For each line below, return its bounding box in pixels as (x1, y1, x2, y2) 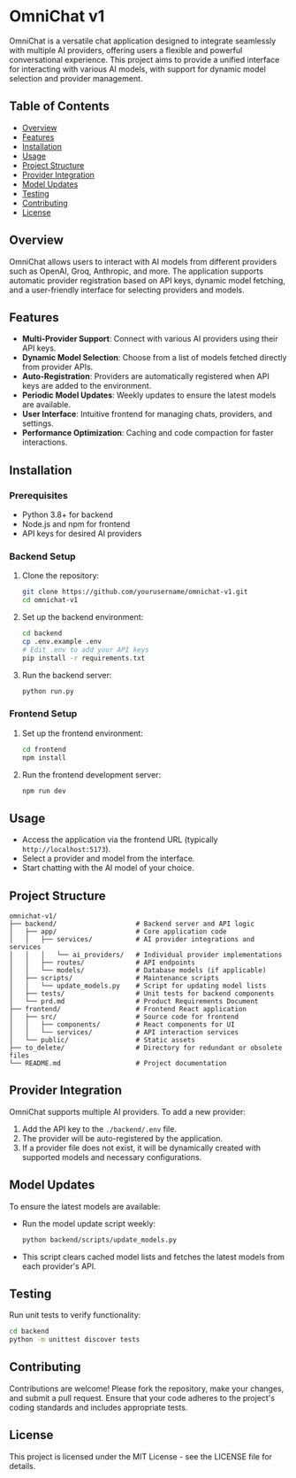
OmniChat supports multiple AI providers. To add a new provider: (9, 1106, 246, 1117)
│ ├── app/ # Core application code (9, 927, 227, 936)
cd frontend (21, 745, 66, 754)
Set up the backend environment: (21, 612, 144, 623)
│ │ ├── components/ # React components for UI (9, 1020, 236, 1029)
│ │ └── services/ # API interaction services (9, 1028, 239, 1037)
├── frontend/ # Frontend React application (9, 1005, 247, 1014)
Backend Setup (9, 550, 77, 562)
